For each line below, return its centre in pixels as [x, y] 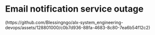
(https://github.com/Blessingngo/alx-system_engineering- [64, 22]
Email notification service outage [75, 9]
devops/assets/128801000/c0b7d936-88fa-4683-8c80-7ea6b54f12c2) [78, 27]
